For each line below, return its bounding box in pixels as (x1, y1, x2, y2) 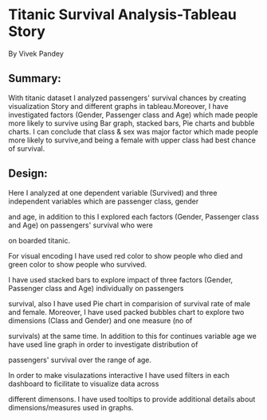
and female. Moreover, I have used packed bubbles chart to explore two (8, 307, 245, 317)
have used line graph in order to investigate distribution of (8, 340, 198, 349)
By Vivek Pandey (8, 49, 64, 58)
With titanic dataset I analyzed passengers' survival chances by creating (8, 93, 247, 103)
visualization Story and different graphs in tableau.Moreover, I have (8, 101, 229, 111)
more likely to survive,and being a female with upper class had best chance (8, 135, 257, 145)
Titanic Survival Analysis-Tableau (8, 6, 238, 24)
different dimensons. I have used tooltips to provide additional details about (8, 394, 256, 403)
